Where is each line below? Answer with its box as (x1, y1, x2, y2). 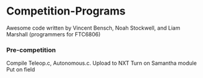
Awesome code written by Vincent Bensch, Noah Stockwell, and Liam (6, 24, 181, 31)
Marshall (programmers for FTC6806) (6, 30, 101, 37)
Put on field (6, 66, 35, 73)
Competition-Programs (6, 4, 126, 18)
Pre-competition (6, 45, 56, 54)
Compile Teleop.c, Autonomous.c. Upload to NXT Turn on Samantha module (6, 59, 197, 67)
